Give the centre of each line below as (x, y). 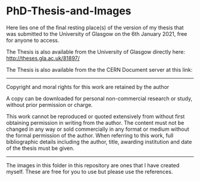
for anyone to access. (33, 40)
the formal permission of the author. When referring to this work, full (90, 135)
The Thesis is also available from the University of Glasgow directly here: (96, 51)
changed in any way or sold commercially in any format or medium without (98, 129)
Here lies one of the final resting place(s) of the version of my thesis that (95, 27)
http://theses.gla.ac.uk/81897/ (43, 58)
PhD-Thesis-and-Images (69, 11)
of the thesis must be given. (40, 148)
